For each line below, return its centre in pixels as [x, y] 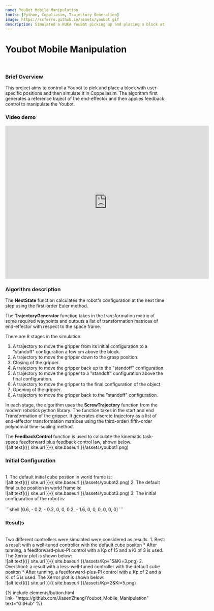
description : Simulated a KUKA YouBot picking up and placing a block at [85, 24]
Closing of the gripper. [36, 363]
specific [14, 93]
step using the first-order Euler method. [47, 306]
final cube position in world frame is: [43, 488]
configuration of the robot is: [35, 499]
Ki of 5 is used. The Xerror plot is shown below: [55, 577]
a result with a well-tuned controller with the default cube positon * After [81, 545]
